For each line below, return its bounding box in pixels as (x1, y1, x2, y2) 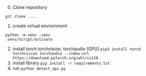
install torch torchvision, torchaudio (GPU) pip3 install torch (12, 46, 141, 52)
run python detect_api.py (12, 65, 66, 71)
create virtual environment (12, 23, 67, 29)
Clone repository (12, 5, 48, 10)
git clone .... (5, 14, 37, 19)
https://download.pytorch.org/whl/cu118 (12, 55, 98, 60)
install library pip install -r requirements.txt (12, 60, 110, 66)
